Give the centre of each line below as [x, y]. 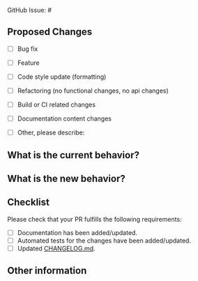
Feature [28, 63]
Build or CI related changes [56, 105]
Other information [47, 271]
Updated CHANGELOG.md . [56, 248]
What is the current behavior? [73, 155]
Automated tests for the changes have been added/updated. [104, 241]
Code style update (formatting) [62, 77]
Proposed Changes [50, 32]
